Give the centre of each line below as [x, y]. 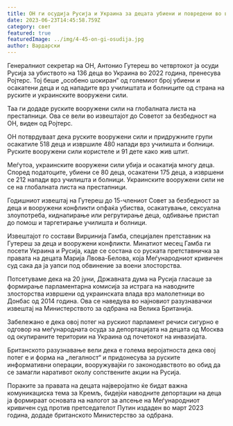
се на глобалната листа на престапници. [67, 187]
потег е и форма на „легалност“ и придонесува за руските [94, 357]
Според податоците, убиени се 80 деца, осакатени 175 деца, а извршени [115, 172]
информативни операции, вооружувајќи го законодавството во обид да [114, 365]
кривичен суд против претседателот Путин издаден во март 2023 [105, 408]
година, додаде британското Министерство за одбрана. [90, 415]
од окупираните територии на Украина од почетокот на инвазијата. [107, 336]
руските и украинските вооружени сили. [68, 95]
